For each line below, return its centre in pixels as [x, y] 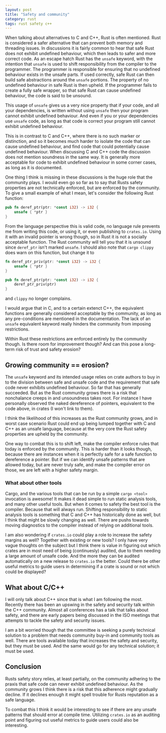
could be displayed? [26, 572]
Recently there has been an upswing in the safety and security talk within [80, 605]
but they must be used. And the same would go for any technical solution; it [82, 646]
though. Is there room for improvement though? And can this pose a [74, 344]
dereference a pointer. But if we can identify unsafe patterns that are [75, 459]
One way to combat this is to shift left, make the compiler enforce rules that [82, 443]
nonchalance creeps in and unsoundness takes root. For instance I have [79, 398]
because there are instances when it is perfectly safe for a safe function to [81, 454]
